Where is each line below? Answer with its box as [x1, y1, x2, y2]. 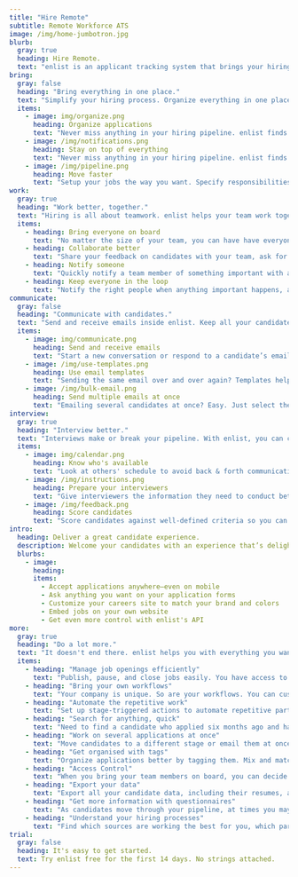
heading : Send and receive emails [32, 343, 161, 352]
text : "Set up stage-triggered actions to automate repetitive [32, 707, 272, 715]
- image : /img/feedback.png [25, 500, 129, 509]
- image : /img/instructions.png [25, 475, 145, 484]
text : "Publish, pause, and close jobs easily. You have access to [32, 673, 288, 682]
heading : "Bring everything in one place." [17, 87, 180, 96]
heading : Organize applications [32, 121, 153, 130]
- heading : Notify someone [25, 261, 125, 270]
